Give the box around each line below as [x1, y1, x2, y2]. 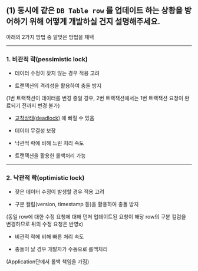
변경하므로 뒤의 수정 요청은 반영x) [6, 220, 84, 228]
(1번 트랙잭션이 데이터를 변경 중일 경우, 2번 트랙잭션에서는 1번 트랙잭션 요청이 [6, 95, 184, 102]
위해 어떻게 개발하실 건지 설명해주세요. [29, 16, 161, 27]
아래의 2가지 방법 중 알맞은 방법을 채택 [6, 33, 94, 40]
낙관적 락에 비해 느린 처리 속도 [14, 140, 84, 147]
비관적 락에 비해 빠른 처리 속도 [14, 233, 84, 240]
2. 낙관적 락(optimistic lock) [6, 174, 85, 182]
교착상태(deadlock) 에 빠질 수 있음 [14, 114, 95, 122]
